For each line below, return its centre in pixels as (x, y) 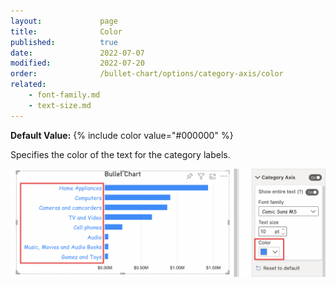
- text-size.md (60, 105)
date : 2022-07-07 (77, 53)
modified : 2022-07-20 (77, 63)
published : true (64, 42)
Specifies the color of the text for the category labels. (120, 154)
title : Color (66, 31)
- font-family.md (64, 95)
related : (28, 85)
